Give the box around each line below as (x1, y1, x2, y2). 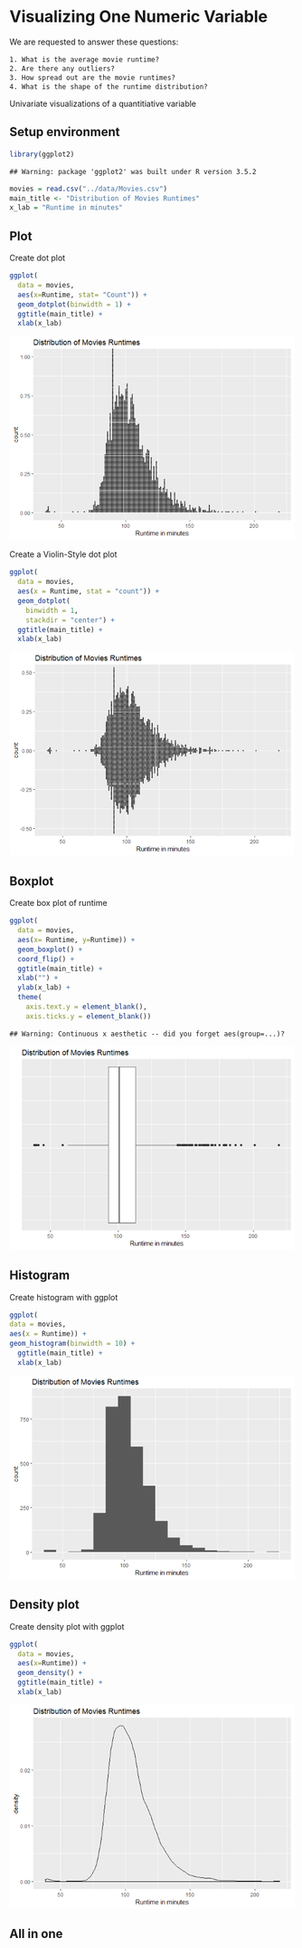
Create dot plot (9, 252, 66, 264)
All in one (9, 1926, 63, 1942)
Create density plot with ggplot (9, 1621, 125, 1631)
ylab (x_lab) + (17, 983, 71, 992)
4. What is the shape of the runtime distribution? (9, 82, 208, 92)
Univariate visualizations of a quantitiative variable (9, 98, 197, 109)
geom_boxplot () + (17, 945, 83, 954)
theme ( (17, 993, 42, 1002)
